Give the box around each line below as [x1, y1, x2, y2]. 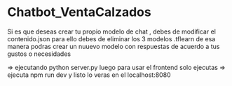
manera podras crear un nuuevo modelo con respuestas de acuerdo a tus [7, 42, 220, 50]
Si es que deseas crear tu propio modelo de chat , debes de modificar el [7, 27, 216, 36]
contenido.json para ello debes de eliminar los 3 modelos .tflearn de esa [7, 34, 216, 43]
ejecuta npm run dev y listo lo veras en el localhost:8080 [7, 71, 171, 79]
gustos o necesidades [7, 50, 71, 58]
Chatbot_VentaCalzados [7, 4, 152, 20]
